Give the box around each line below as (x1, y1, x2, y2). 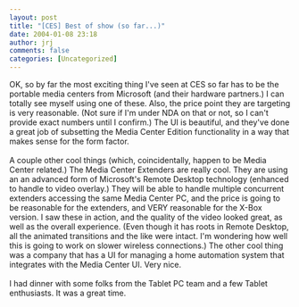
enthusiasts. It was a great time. (9, 287, 127, 298)
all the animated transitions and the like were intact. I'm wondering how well (9, 231, 288, 241)
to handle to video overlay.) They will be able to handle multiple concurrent (9, 184, 285, 194)
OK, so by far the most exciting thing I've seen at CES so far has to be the (9, 79, 279, 89)
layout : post (9, 12, 58, 22)
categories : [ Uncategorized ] (9, 54, 118, 63)
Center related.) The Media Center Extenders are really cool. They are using (9, 164, 288, 175)
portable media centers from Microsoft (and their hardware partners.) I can (9, 88, 285, 99)
